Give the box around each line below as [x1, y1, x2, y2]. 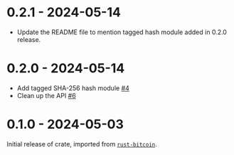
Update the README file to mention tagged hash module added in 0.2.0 [16, 28, 227, 36]
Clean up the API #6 [16, 91, 76, 100]
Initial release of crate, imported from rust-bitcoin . [6, 139, 158, 148]
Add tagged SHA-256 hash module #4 [16, 83, 129, 92]
